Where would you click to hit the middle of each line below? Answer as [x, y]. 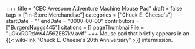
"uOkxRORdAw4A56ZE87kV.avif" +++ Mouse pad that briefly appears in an [98, 34]
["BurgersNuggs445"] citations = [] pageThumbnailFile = [75, 27]
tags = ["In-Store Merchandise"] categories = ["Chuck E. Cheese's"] [89, 15]
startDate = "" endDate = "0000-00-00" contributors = [73, 21]
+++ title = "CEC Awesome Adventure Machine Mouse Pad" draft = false [94, 9]
